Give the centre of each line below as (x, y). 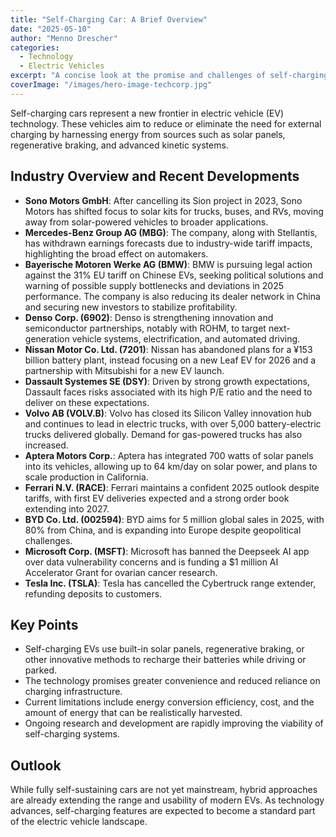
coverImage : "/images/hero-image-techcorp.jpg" (111, 85)
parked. (40, 670)
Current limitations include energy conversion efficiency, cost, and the (169, 702)
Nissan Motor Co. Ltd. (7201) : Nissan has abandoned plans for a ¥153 (168, 349)
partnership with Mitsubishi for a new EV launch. (124, 370)
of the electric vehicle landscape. (79, 822)
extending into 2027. (67, 508)
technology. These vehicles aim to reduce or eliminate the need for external (166, 123)
